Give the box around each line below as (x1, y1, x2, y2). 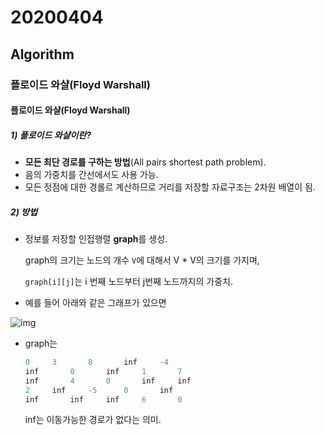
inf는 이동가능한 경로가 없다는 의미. (24, 414, 162, 426)
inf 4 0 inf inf (24, 376, 192, 386)
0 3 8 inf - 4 (24, 357, 169, 368)
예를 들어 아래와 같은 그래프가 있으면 (24, 297, 167, 309)
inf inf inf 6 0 (24, 394, 183, 405)
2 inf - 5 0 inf (24, 385, 174, 395)
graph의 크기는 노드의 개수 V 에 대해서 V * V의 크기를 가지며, (24, 254, 260, 266)
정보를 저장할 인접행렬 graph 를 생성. (24, 233, 168, 245)
